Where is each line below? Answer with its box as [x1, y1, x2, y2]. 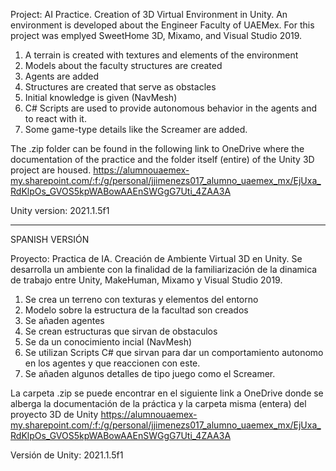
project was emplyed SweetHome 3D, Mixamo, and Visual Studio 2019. [10, 30, 303, 41]
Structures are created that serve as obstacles [24, 81, 217, 93]
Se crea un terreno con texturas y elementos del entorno [24, 294, 259, 305]
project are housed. [10, 164, 92, 176]
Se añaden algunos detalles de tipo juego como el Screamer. [24, 368, 276, 379]
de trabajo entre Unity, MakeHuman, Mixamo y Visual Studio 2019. [10, 274, 283, 286]
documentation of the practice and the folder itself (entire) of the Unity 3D [10, 154, 315, 165]
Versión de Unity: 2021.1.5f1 [10, 449, 124, 461]
